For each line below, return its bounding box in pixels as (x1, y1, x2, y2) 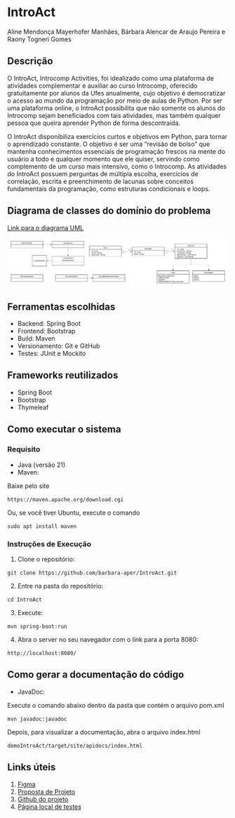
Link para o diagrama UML (7, 223, 84, 232)
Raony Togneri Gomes (7, 34, 72, 43)
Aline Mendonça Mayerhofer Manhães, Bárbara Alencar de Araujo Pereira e (7, 27, 226, 36)
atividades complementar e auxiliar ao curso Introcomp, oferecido (7, 81, 198, 90)
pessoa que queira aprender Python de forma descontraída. (7, 119, 181, 127)
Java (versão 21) (17, 461, 66, 469)
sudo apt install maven (7, 522, 77, 530)
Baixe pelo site (7, 482, 50, 490)
